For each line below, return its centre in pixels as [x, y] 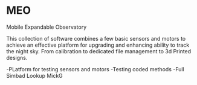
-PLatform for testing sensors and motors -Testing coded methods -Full [95, 69]
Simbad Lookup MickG [35, 75]
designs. [17, 57]
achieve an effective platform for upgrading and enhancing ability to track [98, 45]
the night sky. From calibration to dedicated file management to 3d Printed [99, 51]
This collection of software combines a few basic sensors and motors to [96, 38]
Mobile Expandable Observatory [47, 27]
